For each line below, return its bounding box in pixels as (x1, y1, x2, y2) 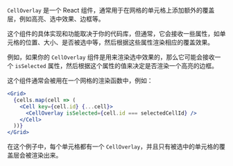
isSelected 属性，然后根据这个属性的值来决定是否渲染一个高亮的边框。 (15, 62, 218, 69)
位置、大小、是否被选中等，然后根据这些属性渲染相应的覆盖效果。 (25, 38, 214, 47)
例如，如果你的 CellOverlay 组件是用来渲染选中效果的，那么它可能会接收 (7, 53, 215, 61)
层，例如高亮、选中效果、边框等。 (7, 15, 105, 23)
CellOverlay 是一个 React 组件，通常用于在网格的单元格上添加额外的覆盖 (7, 6, 215, 14)
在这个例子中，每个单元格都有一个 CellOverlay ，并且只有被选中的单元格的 (7, 142, 220, 151)
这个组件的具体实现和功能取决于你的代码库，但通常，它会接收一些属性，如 (7, 30, 220, 38)
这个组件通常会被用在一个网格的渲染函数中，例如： (7, 76, 153, 85)
